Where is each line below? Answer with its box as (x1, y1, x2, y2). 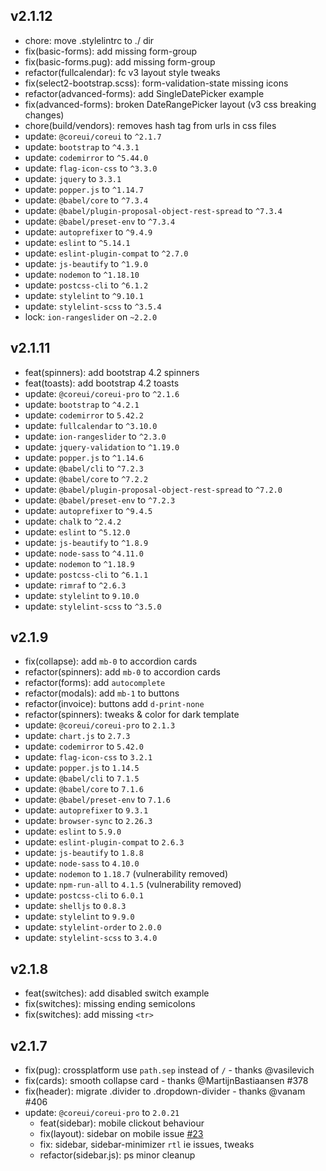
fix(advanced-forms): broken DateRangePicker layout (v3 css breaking (24, 98, 317, 110)
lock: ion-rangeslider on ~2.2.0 (24, 310, 158, 323)
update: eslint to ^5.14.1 (24, 236, 131, 248)
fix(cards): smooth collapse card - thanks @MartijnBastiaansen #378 (24, 1075, 309, 1087)
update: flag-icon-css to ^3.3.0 (24, 162, 158, 174)
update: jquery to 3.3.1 (24, 172, 122, 184)
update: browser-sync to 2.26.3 (24, 815, 153, 827)
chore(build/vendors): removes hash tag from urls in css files (24, 119, 277, 131)
